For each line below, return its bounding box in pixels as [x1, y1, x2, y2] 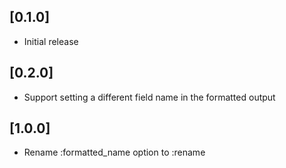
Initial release [23, 35, 79, 47]
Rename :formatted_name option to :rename [23, 146, 206, 159]
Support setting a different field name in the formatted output [23, 91, 276, 103]
